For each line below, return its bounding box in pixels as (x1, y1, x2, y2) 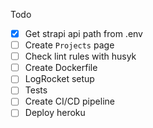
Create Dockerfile (24, 62, 98, 74)
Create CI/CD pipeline (24, 95, 115, 108)
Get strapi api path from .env (24, 28, 143, 39)
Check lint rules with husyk (24, 50, 137, 63)
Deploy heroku (24, 107, 86, 119)
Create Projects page (24, 39, 115, 51)
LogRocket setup (24, 73, 95, 85)
